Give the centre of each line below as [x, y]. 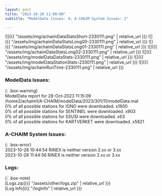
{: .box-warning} [21, 91]
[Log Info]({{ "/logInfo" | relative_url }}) [44, 188]
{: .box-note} [18, 178]
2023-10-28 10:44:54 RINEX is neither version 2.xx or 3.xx [63, 150]
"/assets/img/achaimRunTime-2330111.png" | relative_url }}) [65, 67]
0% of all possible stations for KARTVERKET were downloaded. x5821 [74, 121]
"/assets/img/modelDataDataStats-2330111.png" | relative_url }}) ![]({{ [74, 57]
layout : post [18, 9]
